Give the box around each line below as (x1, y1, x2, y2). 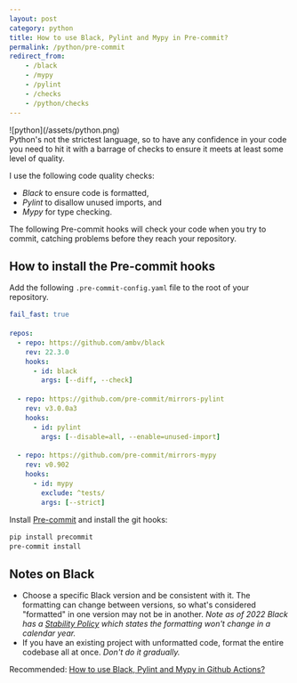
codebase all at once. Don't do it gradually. (21, 646, 181, 658)
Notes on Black (9, 566, 95, 581)
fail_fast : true (9, 310, 69, 320)
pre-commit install (9, 541, 82, 551)
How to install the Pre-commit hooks (9, 258, 216, 273)
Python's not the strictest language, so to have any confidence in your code (9, 134, 287, 144)
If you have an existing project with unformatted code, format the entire (21, 638, 285, 648)
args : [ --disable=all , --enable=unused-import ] (41, 432, 221, 441)
